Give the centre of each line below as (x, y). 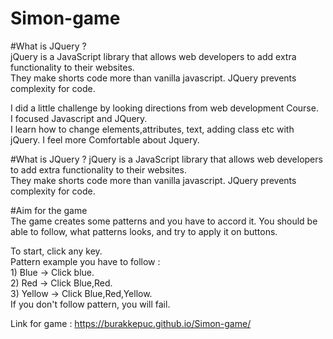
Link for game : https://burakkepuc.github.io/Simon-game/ (131, 323)
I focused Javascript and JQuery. (79, 118)
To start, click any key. (56, 251)
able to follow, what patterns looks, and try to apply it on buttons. (144, 231)
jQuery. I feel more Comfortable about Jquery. (105, 139)
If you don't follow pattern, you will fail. (90, 304)
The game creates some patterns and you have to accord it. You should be (164, 221)
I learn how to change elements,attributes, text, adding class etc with (152, 129)
